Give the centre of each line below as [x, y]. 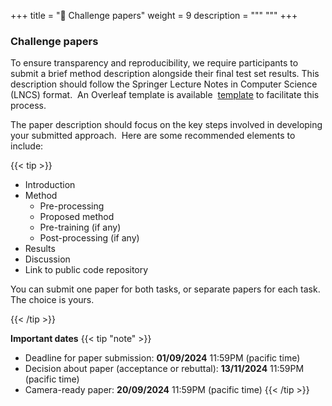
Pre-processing [72, 206]
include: [27, 146]
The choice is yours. [52, 300]
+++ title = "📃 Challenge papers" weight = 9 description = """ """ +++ [154, 15]
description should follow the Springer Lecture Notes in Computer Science [164, 84]
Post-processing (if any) [89, 238]
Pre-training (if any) [80, 227]
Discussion [47, 259]
